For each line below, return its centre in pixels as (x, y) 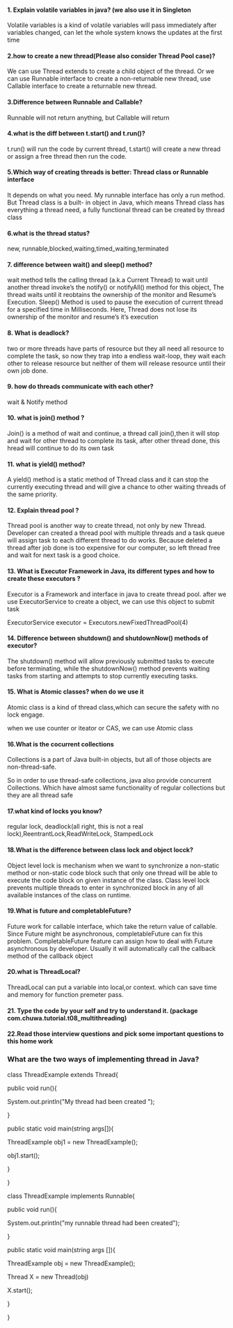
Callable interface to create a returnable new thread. (82, 86)
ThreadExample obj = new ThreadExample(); (71, 1263)
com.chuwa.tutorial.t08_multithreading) (67, 1018)
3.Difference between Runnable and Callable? (75, 102)
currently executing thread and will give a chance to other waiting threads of (116, 487)
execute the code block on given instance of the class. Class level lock (109, 880)
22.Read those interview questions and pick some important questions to (115, 1034)
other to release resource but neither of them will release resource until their (116, 363)
